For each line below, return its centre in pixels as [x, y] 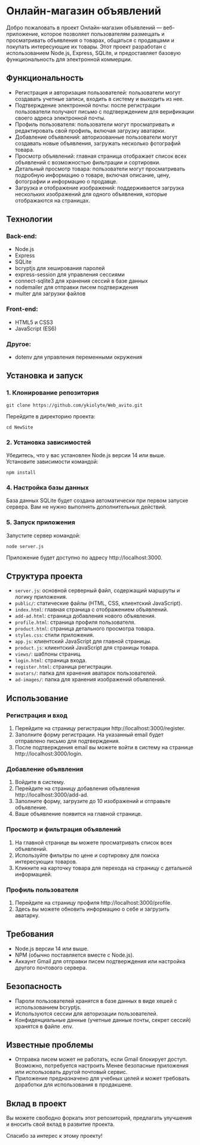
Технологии [29, 219]
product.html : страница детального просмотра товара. [85, 629]
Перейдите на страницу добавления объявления [77, 789]
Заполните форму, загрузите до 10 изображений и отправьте [93, 801]
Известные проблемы [50, 1045]
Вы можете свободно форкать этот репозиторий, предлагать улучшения [99, 1118]
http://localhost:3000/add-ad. [51, 795]
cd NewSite [20, 427]
